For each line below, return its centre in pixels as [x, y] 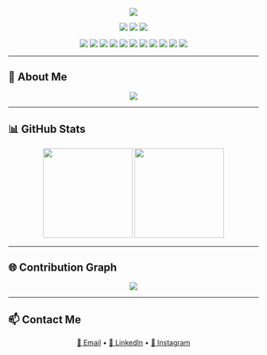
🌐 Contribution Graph [63, 268]
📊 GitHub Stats [47, 129]
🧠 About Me [38, 77]
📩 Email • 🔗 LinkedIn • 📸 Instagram [133, 343]
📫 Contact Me [45, 320]
